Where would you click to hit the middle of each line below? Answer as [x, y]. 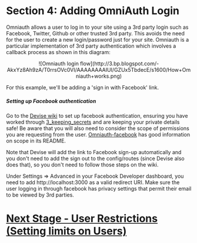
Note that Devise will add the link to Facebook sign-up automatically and [94, 152]
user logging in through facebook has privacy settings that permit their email [99, 188]
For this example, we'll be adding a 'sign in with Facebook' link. [83, 87]
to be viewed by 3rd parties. [40, 195]
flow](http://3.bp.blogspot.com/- [120, 64]
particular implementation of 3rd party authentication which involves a [91, 46]
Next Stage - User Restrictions [82, 219]
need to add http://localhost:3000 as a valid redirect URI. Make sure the [93, 182]
